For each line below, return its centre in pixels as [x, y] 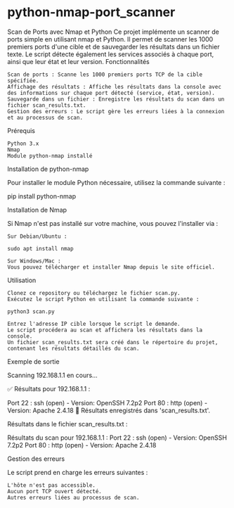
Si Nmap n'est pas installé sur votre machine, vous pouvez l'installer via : [113, 223]
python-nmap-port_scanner [91, 12]
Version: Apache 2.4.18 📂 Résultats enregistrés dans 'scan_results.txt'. [109, 410]
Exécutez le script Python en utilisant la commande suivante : [103, 299]
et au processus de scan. [45, 118]
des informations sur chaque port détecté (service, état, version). [111, 93]
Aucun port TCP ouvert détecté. [54, 491]
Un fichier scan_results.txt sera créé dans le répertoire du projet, [113, 342]
